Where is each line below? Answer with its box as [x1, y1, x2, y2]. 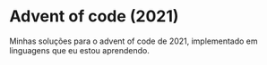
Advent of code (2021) [9, 6, 179, 27]
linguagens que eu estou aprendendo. [9, 45, 150, 55]
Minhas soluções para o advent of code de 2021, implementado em [9, 36, 258, 46]
